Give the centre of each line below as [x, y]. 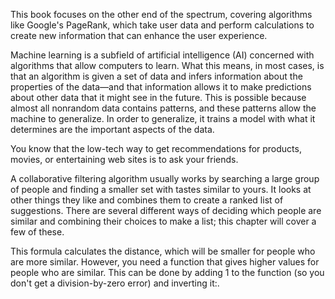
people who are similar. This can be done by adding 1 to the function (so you [167, 272]
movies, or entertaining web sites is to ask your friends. [124, 159]
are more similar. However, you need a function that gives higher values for [165, 262]
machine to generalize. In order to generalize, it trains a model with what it [163, 118]
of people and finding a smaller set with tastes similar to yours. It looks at [161, 189]
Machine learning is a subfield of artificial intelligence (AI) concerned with [162, 55]
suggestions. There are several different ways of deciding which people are [166, 210]
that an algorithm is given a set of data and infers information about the [156, 76]
